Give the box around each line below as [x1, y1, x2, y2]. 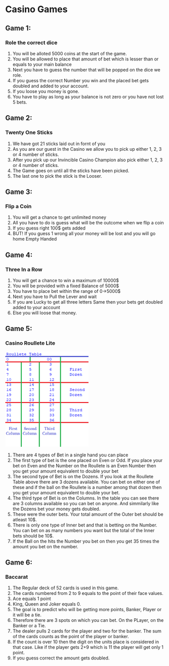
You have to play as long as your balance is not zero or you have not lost [12, 93, 164, 99]
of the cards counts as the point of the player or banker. [12, 634, 129, 640]
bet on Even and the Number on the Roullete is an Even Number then [12, 462, 156, 469]
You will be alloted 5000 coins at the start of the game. [12, 50, 127, 56]
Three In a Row [5, 265, 43, 273]
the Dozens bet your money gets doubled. [12, 506, 101, 512]
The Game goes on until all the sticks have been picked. [12, 168, 130, 174]
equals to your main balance [12, 61, 72, 67]
